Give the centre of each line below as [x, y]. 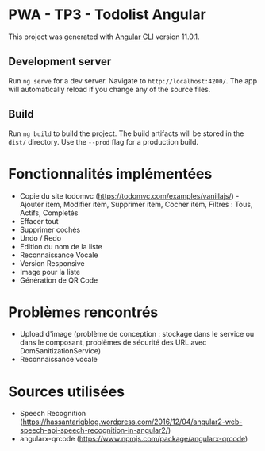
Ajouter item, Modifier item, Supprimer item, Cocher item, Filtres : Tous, [136, 204]
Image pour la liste [50, 272]
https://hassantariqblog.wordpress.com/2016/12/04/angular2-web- [132, 422]
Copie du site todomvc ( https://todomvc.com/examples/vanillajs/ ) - [129, 195]
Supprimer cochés [50, 229]
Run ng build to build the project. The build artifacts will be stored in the [126, 133]
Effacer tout [39, 221]
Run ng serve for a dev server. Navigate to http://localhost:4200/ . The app [133, 80]
